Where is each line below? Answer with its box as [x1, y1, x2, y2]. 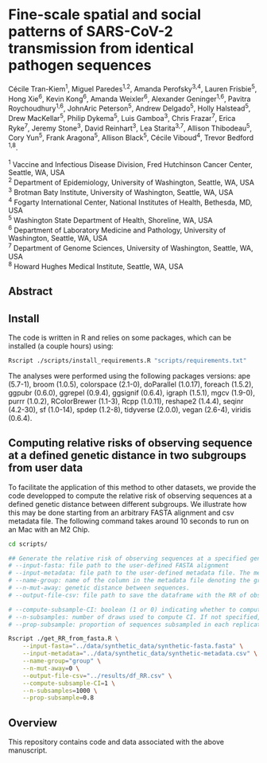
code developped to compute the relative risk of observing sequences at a [8, 491, 253, 500]
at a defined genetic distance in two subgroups [8, 449, 247, 462]
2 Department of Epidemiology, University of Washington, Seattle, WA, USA [8, 177, 254, 187]
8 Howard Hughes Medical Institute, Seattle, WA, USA [8, 260, 184, 271]
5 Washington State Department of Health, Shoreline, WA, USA [8, 214, 213, 224]
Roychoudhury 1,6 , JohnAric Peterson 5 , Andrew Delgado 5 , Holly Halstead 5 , [8, 102, 251, 113]
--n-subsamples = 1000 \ [22, 687, 98, 695]
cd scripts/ [8, 539, 48, 548]
